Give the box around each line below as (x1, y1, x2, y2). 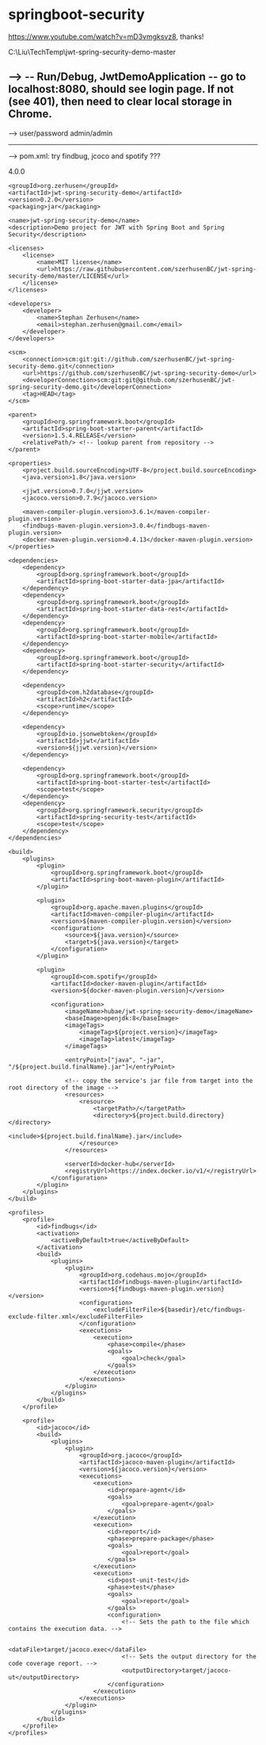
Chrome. (8, 107, 53, 121)
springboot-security (8, 6, 145, 24)
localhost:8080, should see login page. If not (8, 82, 234, 96)
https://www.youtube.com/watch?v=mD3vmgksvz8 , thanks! (8, 32, 204, 41)
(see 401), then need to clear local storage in (8, 95, 232, 109)
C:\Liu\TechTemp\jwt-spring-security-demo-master (8, 47, 177, 56)
